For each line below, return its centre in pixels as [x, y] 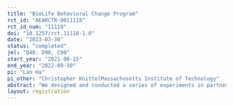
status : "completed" [37, 46]
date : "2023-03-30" [36, 40]
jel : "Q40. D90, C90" [39, 53]
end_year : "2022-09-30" [42, 66]
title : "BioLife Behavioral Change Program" [73, 14]
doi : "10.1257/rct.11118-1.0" [51, 33]
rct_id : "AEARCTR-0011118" [46, 20]
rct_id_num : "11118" [37, 26]
